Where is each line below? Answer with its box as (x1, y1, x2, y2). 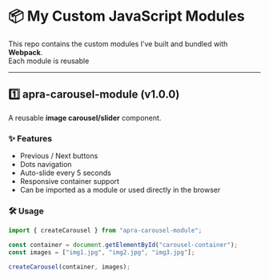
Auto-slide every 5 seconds (19, 168, 112, 177)
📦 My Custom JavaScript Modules (8, 7, 246, 26)
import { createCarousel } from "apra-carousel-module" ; (8, 226, 203, 235)
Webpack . (8, 47, 43, 57)
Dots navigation (19, 160, 72, 169)
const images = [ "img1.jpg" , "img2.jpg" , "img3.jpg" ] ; (8, 249, 195, 257)
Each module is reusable (8, 56, 90, 66)
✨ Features (8, 133, 53, 144)
